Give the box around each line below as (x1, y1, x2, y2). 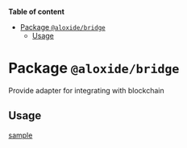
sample (8, 130, 33, 140)
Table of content (8, 7, 64, 16)
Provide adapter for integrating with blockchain (8, 85, 165, 95)
